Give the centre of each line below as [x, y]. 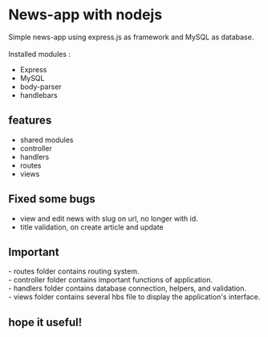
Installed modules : [39, 54]
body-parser [41, 87]
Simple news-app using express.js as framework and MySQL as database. [131, 37]
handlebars [39, 95]
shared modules [47, 140]
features [30, 121]
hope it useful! [45, 322]
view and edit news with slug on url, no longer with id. [109, 218]
